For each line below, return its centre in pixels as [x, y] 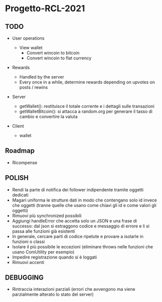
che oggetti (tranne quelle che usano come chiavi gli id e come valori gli [84, 205]
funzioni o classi [28, 242]
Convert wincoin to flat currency [59, 58]
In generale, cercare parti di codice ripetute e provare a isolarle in [78, 236]
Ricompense [25, 162]
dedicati [20, 195]
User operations [28, 38]
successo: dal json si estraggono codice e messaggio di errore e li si [81, 226]
